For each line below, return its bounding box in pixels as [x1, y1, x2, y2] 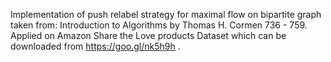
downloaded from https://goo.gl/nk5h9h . [10, 40, 181, 52]
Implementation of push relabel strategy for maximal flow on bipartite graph [10, 9, 322, 20]
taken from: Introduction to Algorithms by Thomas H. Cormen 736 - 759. [10, 19, 308, 31]
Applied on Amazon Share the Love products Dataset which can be [10, 30, 287, 41]
